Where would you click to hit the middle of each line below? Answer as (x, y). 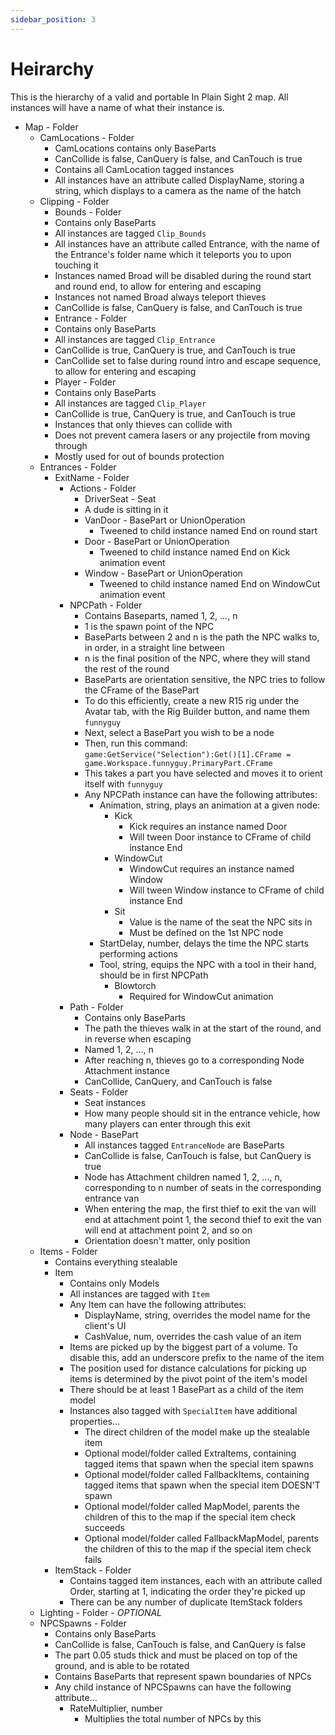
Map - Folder (51, 127)
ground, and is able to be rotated (122, 1665)
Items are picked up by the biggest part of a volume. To (183, 1347)
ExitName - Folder (92, 477)
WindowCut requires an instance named (212, 868)
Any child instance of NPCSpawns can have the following (173, 1687)
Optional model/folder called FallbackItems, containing (197, 1474)
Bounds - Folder (88, 212)
